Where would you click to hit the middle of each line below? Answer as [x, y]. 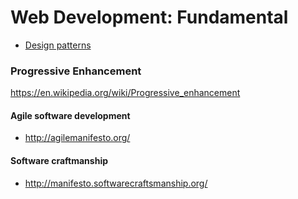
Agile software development [70, 115]
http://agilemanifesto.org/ [77, 138]
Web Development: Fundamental [149, 17]
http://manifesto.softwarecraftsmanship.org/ [116, 183]
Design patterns [58, 45]
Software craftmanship [59, 161]
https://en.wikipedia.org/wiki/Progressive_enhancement [125, 93]
